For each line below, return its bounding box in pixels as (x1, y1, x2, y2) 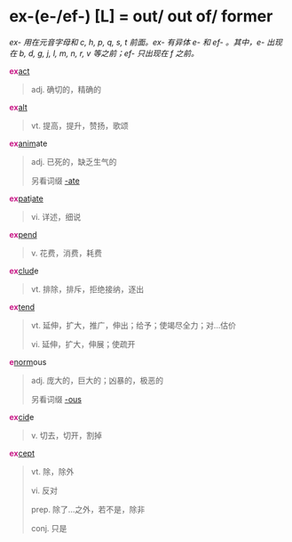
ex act (9, 65, 30, 77)
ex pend (9, 229, 37, 239)
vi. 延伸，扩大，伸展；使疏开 (30, 338, 136, 349)
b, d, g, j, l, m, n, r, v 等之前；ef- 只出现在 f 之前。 (19, 47, 200, 59)
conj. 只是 (30, 522, 67, 533)
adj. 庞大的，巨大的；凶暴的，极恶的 (30, 375, 164, 385)
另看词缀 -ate (30, 175, 80, 186)
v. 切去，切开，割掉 (30, 430, 103, 441)
